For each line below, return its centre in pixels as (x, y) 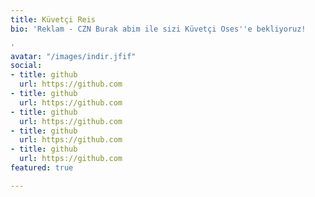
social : (26, 66)
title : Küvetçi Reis (53, 19)
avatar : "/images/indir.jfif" (73, 56)
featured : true (42, 168)
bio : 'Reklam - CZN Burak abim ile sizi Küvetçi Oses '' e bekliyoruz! (158, 29)
